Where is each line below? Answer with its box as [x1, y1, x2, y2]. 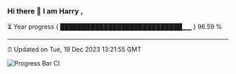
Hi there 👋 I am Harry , [7, 6, 84, 16]
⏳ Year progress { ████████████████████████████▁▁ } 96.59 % [7, 22, 223, 31]
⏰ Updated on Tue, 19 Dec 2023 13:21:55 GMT [7, 45, 142, 54]
